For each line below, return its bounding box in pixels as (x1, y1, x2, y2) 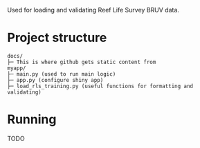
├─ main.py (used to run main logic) (7, 70, 116, 78)
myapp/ (7, 65, 26, 72)
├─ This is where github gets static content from (7, 59, 156, 65)
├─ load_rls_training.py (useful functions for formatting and (7, 83, 194, 89)
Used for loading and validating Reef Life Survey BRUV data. (7, 6, 180, 14)
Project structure (7, 30, 107, 45)
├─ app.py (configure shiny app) (7, 76, 104, 83)
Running (7, 112, 57, 127)
